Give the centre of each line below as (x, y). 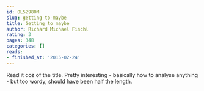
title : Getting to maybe (38, 23)
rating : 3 (19, 35)
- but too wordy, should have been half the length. (69, 81)
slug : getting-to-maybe (37, 18)
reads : (15, 52)
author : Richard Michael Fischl (47, 29)
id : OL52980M (23, 12)
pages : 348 (20, 40)
